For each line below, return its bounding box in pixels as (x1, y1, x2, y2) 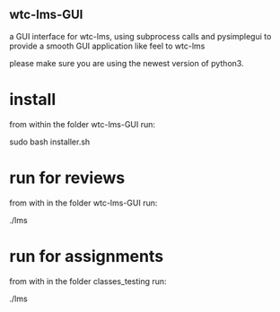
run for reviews (9, 168, 126, 187)
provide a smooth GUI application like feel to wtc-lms (9, 40, 206, 51)
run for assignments (9, 246, 164, 266)
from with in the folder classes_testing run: (9, 275, 168, 286)
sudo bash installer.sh (9, 136, 91, 147)
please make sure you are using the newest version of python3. (9, 57, 244, 68)
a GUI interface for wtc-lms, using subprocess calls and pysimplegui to (9, 30, 272, 41)
